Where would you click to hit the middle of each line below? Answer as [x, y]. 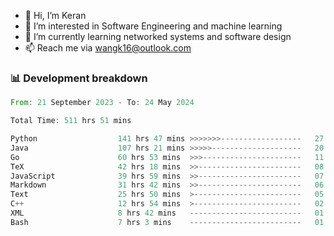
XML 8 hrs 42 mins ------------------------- [156, 213]
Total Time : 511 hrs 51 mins [71, 121]
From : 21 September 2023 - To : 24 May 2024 [102, 103]
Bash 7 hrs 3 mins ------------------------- [156, 222]
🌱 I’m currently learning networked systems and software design [158, 36]
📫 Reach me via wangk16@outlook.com [108, 48]
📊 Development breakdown [79, 78]
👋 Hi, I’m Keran [55, 15]
